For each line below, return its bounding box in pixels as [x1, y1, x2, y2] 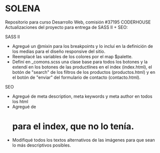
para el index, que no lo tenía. [12, 121, 135, 132]
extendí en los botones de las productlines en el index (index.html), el [12, 64, 153, 70]
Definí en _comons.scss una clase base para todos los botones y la [12, 59, 148, 65]
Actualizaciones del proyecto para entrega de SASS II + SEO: [5, 24, 128, 30]
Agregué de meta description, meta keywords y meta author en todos [12, 93, 153, 99]
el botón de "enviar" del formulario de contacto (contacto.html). [12, 74, 141, 80]
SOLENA [5, 3, 41, 14]
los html [12, 98, 28, 104]
